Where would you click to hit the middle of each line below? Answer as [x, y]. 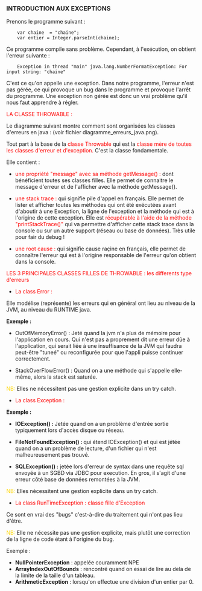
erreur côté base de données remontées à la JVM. [77, 480]
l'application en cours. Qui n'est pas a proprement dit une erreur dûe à [103, 339]
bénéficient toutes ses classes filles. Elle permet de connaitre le [94, 180]
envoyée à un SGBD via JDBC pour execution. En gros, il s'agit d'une [100, 473]
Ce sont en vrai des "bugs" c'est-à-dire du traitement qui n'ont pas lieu [94, 515]
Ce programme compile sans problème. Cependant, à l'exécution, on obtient [101, 49]
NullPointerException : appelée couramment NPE [77, 563]
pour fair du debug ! [40, 237]
